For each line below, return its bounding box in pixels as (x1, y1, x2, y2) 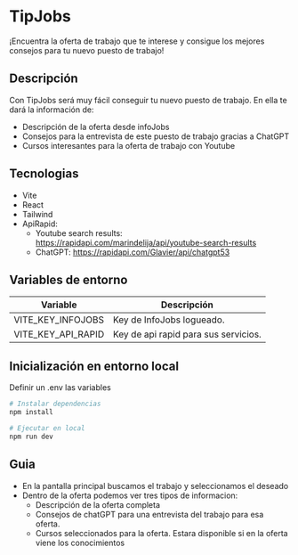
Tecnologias (9, 167, 79, 182)
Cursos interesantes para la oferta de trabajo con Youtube (21, 140, 236, 151)
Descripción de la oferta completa (35, 499, 161, 510)
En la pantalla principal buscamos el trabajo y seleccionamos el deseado (21, 480, 289, 491)
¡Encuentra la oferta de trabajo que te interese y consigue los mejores (9, 36, 265, 46)
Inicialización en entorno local (9, 358, 180, 373)
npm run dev (9, 432, 53, 441)
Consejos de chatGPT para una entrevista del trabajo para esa (35, 509, 264, 519)
